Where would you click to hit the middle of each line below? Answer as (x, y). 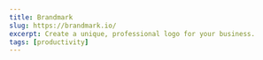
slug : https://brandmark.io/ (63, 26)
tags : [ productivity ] (49, 42)
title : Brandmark (41, 17)
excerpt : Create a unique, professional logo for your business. (132, 34)
